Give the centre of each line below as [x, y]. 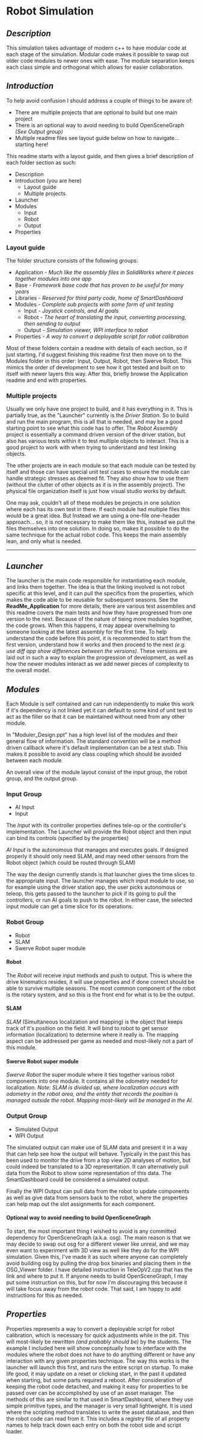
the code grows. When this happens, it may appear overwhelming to [91, 625]
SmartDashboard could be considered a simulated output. [78, 1179]
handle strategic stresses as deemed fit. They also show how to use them [97, 479]
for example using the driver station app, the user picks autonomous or [94, 887]
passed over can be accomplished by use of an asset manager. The [90, 1393]
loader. [15, 1431]
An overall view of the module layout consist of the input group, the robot [97, 772]
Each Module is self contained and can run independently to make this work [100, 704]
